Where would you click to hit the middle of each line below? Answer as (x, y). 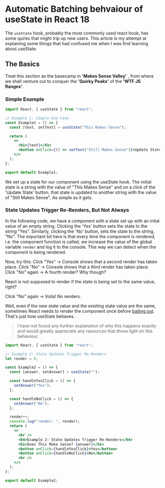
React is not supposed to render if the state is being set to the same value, (80, 281)
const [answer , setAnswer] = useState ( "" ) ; (55, 372)
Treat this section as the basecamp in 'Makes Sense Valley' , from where (79, 76)
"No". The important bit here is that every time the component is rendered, (80, 236)
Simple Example (25, 99)
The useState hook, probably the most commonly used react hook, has (77, 33)
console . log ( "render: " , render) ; (45, 421)
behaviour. (28, 336)
